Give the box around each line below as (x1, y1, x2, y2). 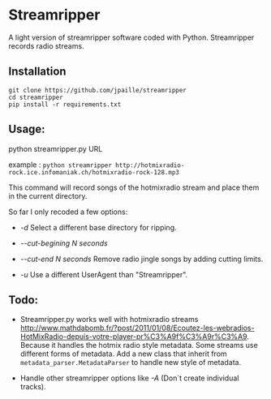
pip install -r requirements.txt (8, 100, 122, 109)
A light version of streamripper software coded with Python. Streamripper (8, 32, 255, 42)
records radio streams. (8, 41, 84, 50)
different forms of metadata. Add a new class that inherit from (19, 349, 227, 358)
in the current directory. (8, 191, 88, 200)
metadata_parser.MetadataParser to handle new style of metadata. (19, 358, 242, 367)
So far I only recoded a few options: (8, 207, 128, 217)
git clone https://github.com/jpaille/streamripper (8, 86, 187, 94)
